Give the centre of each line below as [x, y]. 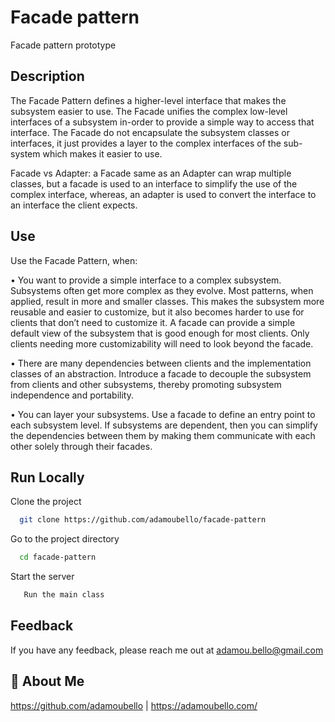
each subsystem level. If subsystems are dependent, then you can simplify [164, 425]
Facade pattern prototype [63, 45]
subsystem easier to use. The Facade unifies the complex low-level [149, 111]
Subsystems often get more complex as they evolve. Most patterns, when [162, 290]
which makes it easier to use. [102, 153]
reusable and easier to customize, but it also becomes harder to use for [157, 312]
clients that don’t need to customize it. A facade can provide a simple [153, 322]
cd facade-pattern [58, 557]
